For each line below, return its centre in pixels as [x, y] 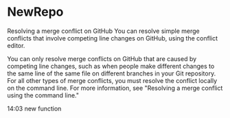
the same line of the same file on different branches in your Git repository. [112, 73]
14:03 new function [34, 108]
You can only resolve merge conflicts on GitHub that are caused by [102, 58]
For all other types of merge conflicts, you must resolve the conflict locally [112, 80]
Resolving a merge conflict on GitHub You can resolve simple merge [104, 31]
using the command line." [43, 95]
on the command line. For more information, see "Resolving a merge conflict [115, 88]
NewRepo [35, 12]
